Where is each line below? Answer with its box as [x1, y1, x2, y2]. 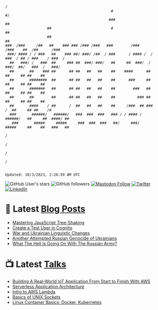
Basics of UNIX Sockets [12, 294, 61, 300]
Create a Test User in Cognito [12, 225, 73, 231]
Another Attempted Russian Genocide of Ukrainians [12, 235, 117, 241]
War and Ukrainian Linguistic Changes [12, 230, 90, 236]
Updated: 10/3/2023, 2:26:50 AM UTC [5, 172, 80, 177]
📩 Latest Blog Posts [5, 203, 86, 215]
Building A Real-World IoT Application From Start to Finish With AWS [12, 278, 151, 284]
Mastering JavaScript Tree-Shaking [12, 219, 85, 225]
